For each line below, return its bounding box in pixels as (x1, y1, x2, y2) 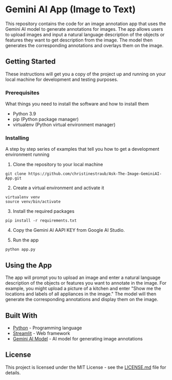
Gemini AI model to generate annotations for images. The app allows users (5, 26, 163, 32)
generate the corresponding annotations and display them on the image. (5, 296, 159, 303)
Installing (5, 134, 29, 142)
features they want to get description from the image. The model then (5, 37, 153, 43)
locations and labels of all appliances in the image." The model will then (5, 291, 157, 297)
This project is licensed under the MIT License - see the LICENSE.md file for (5, 364, 166, 370)
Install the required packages (12, 208, 74, 214)
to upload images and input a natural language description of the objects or (5, 31, 165, 37)
